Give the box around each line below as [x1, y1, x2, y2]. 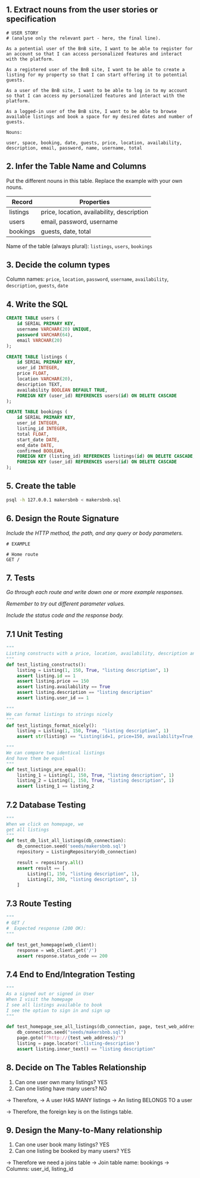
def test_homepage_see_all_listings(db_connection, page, [6, 1024, 153, 1030]
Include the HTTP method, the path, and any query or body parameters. [6, 529, 183, 537]
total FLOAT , [17, 431, 49, 437]
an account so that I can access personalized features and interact [6, 51, 183, 57]
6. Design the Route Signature [6, 513, 119, 524]
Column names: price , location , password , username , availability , [6, 276, 169, 283]
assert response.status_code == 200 [17, 953, 108, 959]
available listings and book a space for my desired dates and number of [6, 114, 193, 120]
